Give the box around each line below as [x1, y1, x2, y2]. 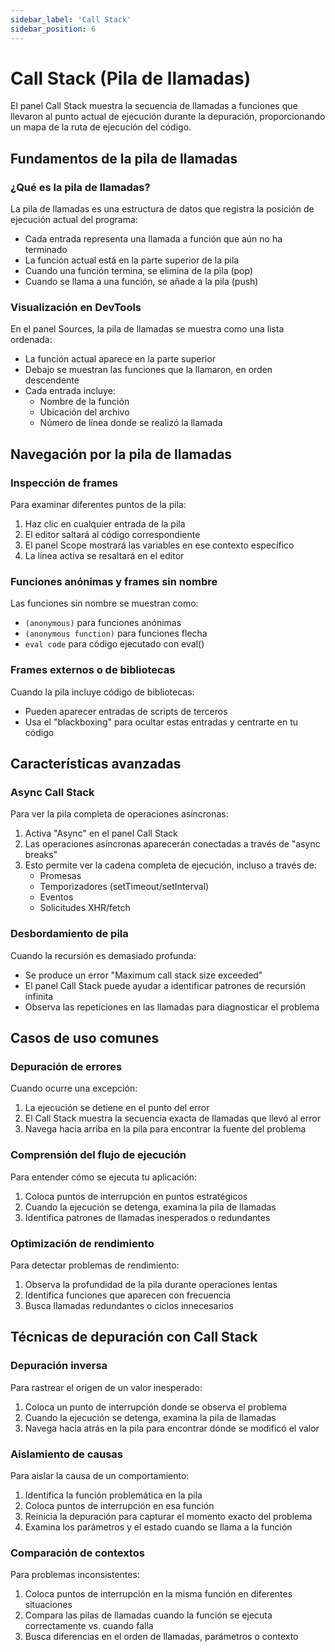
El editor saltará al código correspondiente [24, 529, 201, 541]
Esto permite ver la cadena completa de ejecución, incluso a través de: [24, 859, 317, 871]
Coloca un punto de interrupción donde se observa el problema [24, 1401, 287, 1413]
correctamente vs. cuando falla [24, 1620, 154, 1632]
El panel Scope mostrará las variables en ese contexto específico [24, 539, 295, 551]
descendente [24, 374, 80, 386]
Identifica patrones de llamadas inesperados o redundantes [24, 1211, 271, 1223]
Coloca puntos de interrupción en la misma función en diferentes [24, 1588, 293, 1600]
